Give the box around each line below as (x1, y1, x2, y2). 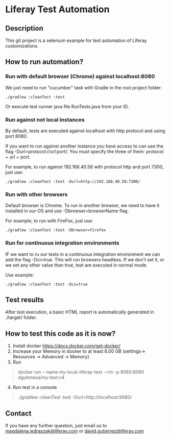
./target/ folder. (5, 314, 37, 321)
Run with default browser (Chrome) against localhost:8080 (5, 73, 155, 80)
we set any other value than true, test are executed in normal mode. (5, 262, 148, 268)
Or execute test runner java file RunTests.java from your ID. (5, 103, 129, 109)
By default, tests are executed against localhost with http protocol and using (5, 128, 165, 134)
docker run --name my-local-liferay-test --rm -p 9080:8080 (17, 369, 144, 375)
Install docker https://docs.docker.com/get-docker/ (12, 343, 121, 349)
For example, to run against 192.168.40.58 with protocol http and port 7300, (5, 163, 164, 169)
